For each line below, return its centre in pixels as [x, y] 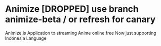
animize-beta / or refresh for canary [80, 19]
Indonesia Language [26, 38]
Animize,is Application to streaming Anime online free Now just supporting [81, 33]
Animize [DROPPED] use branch [72, 9]
